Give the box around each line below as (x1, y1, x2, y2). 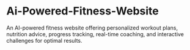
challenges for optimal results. (6, 37, 82, 44)
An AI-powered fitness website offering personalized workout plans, (6, 24, 178, 31)
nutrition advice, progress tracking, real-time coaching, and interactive (6, 30, 185, 37)
